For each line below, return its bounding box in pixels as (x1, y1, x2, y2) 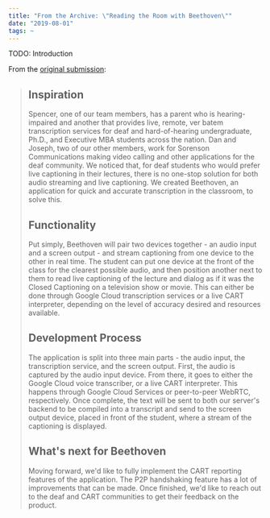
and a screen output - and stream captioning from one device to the (27, 248, 254, 258)
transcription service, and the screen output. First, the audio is (27, 361, 235, 371)
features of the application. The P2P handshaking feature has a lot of (27, 474, 258, 484)
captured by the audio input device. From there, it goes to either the (27, 370, 253, 379)
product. (27, 500, 57, 510)
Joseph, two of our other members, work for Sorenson (27, 143, 210, 153)
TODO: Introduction (8, 49, 73, 59)
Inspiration (27, 88, 85, 102)
